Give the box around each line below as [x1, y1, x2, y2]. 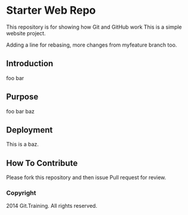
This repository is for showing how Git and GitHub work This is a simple [6, 23, 182, 30]
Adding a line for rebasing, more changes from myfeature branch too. [6, 41, 177, 48]
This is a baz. [6, 141, 39, 148]
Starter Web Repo [6, 4, 96, 17]
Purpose [6, 92, 39, 102]
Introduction [6, 59, 54, 69]
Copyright [6, 189, 36, 197]
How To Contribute [6, 158, 78, 168]
